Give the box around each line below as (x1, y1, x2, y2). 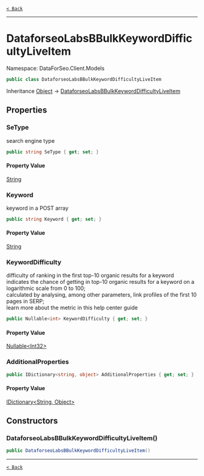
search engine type (6, 137, 55, 144)
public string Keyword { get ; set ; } (6, 216, 102, 222)
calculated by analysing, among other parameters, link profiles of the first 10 (6, 291, 197, 298)
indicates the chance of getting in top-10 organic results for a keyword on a (6, 278, 195, 286)
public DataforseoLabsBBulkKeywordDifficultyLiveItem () (6, 447, 151, 454)
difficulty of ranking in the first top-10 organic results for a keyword (6, 272, 174, 279)
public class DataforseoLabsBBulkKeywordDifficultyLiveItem (6, 76, 162, 82)
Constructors (6, 416, 58, 426)
